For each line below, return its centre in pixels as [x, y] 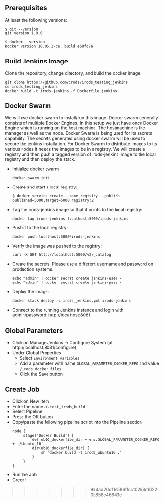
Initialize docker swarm [35, 169]
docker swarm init [31, 178]
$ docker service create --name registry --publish [66, 196]
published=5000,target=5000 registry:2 [53, 201]
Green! [19, 480]
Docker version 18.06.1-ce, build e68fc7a [49, 46]
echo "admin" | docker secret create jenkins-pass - [67, 282]
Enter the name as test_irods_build [49, 407]
